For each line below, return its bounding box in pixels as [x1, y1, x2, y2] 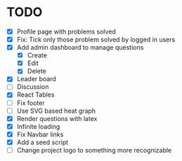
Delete [27, 67, 47, 76]
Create [27, 51, 47, 59]
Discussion [16, 83, 49, 91]
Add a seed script [16, 138, 68, 146]
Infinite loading [16, 122, 60, 130]
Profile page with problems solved [16, 27, 117, 36]
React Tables [16, 90, 55, 99]
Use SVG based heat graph [16, 106, 96, 115]
